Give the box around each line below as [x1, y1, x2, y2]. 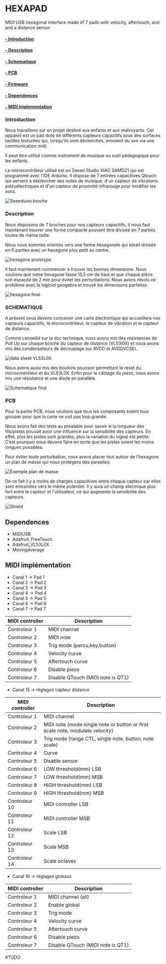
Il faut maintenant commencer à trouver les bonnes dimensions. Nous [5, 266, 147, 272]
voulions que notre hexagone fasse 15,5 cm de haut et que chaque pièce [5, 271, 153, 277]
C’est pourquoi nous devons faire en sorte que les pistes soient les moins [5, 439, 154, 445]
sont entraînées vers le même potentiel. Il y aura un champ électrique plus [5, 483, 156, 489]
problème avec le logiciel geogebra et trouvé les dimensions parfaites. [5, 282, 148, 288]
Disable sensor [43, 757, 78, 764]
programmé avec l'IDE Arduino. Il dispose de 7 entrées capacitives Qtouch [5, 173, 157, 178]
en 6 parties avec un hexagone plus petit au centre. [5, 247, 110, 253]
